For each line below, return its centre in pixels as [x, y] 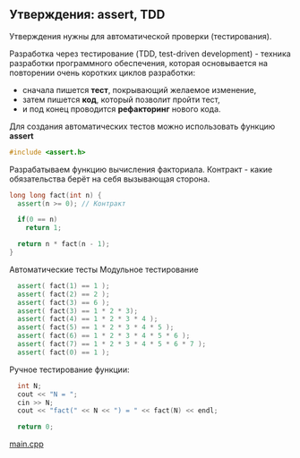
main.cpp [26, 444]
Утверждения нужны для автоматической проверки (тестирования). [141, 36]
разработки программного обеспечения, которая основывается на [139, 63]
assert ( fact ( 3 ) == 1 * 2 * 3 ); [78, 311]
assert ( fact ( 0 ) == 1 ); [64, 352]
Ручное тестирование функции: [69, 369]
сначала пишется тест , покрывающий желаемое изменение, [139, 89]
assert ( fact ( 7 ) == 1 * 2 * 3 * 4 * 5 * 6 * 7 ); [112, 344]
